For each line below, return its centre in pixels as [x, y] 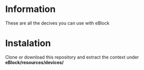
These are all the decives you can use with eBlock [57, 23]
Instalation [28, 43]
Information [30, 9]
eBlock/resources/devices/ [35, 62]
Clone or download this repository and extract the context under [72, 57]
